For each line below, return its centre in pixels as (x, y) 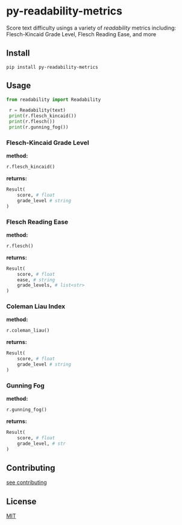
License (21, 501)
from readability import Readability (54, 100)
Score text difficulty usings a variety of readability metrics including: (91, 28)
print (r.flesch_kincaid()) (43, 116)
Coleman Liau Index (36, 307)
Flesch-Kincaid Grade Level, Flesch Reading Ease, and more (81, 34)
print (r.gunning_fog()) (39, 127)
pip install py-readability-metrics (52, 67)
